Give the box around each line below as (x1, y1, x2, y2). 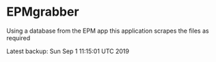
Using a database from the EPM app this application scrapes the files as (6, 27, 209, 35)
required (6, 33, 31, 42)
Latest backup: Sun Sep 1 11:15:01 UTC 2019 (6, 47, 129, 55)
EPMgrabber (6, 4, 79, 20)
